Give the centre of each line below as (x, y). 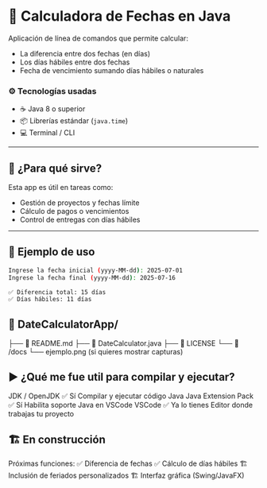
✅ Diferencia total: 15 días (57, 292)
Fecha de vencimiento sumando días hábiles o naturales (112, 70)
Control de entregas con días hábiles (80, 220)
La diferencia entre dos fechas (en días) (85, 53)
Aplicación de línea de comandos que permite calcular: (99, 38)
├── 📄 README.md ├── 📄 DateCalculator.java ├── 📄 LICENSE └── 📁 (124, 343)
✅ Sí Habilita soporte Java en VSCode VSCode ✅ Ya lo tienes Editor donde (130, 405)
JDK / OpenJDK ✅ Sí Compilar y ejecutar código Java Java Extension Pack (131, 396)
